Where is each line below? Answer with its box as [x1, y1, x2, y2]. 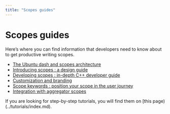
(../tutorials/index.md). [5, 103, 52, 109]
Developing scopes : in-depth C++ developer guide [12, 72, 120, 78]
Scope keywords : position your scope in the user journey [12, 83, 133, 89]
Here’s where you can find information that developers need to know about [5, 46, 162, 52]
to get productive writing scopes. [5, 51, 75, 57]
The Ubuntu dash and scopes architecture [12, 61, 101, 67]
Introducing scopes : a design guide [12, 66, 88, 72]
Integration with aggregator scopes [12, 88, 87, 94]
